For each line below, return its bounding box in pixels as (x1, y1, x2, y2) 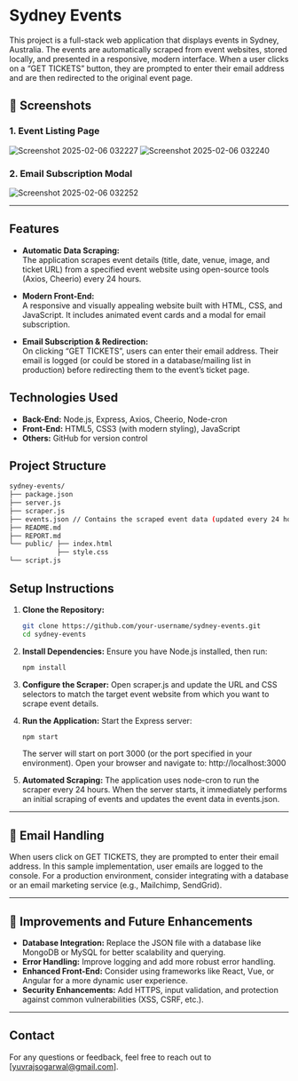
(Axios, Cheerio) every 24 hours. (21, 273, 142, 284)
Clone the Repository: (21, 604, 105, 615)
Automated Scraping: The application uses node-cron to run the (21, 775, 260, 786)
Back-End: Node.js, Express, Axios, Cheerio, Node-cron (21, 414, 228, 425)
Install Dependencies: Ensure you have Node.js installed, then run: (21, 646, 268, 656)
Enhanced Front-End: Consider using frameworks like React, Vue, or (21, 966, 275, 977)
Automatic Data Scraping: (21, 245, 120, 256)
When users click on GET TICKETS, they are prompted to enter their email (9, 852, 279, 862)
